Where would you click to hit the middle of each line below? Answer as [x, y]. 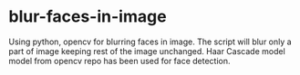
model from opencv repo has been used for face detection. [119, 61]
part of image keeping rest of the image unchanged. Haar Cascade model [147, 51]
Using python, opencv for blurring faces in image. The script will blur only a [150, 42]
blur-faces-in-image [88, 17]
